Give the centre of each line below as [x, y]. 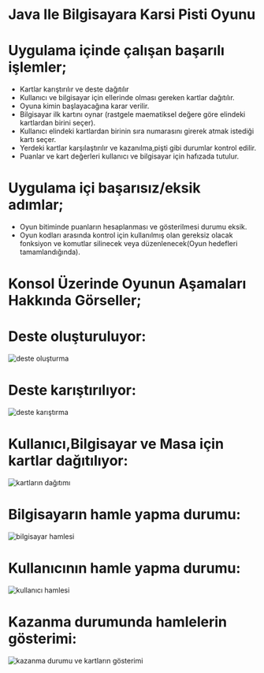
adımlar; [36, 205]
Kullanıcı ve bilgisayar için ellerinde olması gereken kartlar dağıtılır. [127, 98]
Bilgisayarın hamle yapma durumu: [125, 515]
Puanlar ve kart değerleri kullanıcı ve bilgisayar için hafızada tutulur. [129, 156]
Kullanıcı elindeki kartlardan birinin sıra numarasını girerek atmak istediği [137, 131]
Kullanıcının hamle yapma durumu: [125, 568]
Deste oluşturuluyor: [77, 336]
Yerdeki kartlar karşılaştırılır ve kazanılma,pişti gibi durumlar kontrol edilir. [138, 148]
